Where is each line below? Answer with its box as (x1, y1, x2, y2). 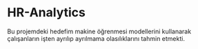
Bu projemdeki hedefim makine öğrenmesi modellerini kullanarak (7, 27, 192, 35)
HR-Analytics (7, 5, 86, 20)
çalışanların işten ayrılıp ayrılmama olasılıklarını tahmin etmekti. (7, 34, 185, 42)
